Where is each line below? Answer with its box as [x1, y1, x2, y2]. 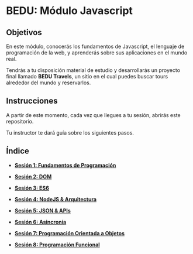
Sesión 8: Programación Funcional [14, 241, 101, 248]
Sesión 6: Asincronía [14, 218, 67, 225]
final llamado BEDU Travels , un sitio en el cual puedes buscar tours [6, 73, 168, 80]
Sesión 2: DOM [14, 173, 52, 180]
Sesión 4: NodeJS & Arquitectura [14, 195, 97, 202]
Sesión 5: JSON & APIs [14, 207, 71, 214]
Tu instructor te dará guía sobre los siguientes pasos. [6, 129, 135, 136]
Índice [6, 146, 29, 156]
